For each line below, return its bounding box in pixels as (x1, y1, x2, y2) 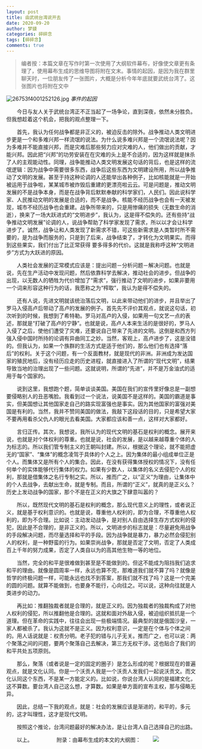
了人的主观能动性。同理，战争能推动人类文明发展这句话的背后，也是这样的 (6, 158, 191, 166)
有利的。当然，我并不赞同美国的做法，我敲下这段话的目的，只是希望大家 (16, 407, 196, 415)
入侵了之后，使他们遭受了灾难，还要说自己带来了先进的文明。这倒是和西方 (6, 327, 191, 334)
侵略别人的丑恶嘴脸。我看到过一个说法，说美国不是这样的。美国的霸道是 (11, 392, 191, 400)
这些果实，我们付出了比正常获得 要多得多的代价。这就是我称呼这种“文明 (11, 241, 189, 248)
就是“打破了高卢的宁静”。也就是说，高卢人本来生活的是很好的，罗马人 (22, 319, 195, 327)
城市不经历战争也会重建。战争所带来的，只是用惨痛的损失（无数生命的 (16, 203, 191, 211)
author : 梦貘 (6, 25, 37, 32)
